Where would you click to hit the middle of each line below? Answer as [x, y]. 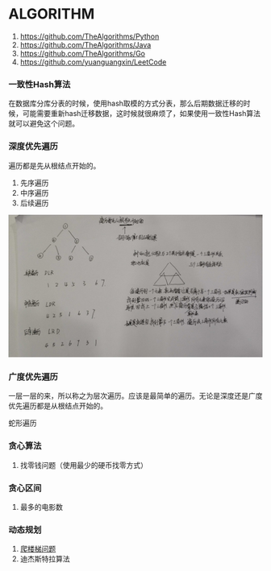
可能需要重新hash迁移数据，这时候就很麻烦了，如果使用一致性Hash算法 [141, 114]
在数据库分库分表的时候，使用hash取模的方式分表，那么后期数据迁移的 [126, 103]
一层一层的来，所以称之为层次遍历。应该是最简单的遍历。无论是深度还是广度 [135, 396]
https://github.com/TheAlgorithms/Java [85, 44]
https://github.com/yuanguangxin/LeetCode [93, 62]
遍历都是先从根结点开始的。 [54, 165]
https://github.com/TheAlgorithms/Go [82, 53]
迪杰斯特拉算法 [45, 559]
